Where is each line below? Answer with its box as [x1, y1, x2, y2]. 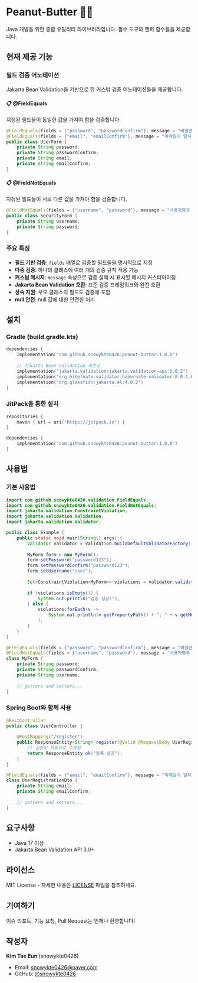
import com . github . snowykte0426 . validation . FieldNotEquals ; [6, 502, 157, 509]
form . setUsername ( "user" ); [27, 568, 94, 574]
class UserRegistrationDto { [6, 777, 78, 783]
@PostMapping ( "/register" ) [16, 734, 83, 740]
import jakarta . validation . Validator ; [6, 519, 101, 525]
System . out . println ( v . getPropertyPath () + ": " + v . [48, 612, 181, 618]
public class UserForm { [6, 139, 67, 145]
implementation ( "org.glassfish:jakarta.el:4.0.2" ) [16, 379, 144, 385]
